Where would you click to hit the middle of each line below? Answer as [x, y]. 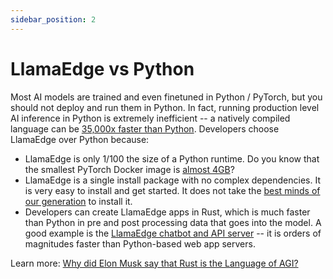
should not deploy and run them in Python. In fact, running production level [165, 107]
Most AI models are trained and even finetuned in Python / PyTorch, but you [166, 97]
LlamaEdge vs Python [102, 68]
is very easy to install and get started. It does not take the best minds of [172, 190]
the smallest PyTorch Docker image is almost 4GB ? [129, 169]
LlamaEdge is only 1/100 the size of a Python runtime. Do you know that [172, 158]
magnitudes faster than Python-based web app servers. [140, 243]
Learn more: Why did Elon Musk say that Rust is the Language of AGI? [154, 263]
